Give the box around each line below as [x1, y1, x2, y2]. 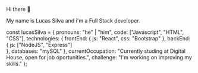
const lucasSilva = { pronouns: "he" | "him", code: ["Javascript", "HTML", [6, 28, 184, 36]
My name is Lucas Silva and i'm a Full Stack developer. [6, 17, 140, 24]
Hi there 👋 [6, 6, 31, 12]
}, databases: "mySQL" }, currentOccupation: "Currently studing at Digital [6, 47, 186, 55]
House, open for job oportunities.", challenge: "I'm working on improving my [6, 54, 192, 61]
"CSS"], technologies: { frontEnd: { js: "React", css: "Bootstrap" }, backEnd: [6, 35, 190, 42]
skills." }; [6, 60, 28, 67]
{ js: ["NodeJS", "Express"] [6, 42, 73, 48]
